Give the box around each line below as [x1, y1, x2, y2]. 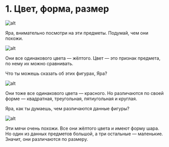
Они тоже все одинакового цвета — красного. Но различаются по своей [5, 90, 164, 96]
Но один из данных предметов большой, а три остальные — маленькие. [5, 131, 163, 137]
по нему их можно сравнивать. [5, 60, 74, 66]
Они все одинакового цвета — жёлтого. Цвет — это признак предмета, [5, 55, 161, 61]
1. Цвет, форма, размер [5, 3, 109, 15]
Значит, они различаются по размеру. [5, 136, 88, 142]
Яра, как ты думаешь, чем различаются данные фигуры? [5, 105, 130, 111]
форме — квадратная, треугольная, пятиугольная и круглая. [5, 95, 137, 102]
